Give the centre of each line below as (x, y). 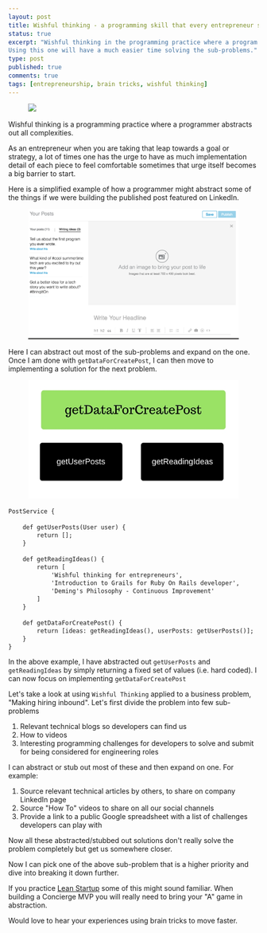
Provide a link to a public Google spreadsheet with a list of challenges (133, 817)
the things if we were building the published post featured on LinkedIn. (124, 197)
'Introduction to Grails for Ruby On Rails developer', (145, 583)
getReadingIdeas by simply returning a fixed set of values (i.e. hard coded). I (132, 670)
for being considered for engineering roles (89, 752)
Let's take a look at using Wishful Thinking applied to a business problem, (130, 694)
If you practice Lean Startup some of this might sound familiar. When (121, 888)
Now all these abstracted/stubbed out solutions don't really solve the (121, 841)
